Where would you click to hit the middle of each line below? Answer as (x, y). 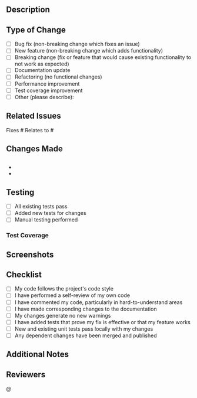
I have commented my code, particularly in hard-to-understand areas (98, 302)
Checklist (24, 275)
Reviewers (26, 374)
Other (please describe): (44, 97)
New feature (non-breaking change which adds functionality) (89, 51)
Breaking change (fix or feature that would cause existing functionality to (103, 57)
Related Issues (34, 116)
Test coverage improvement (49, 90)
